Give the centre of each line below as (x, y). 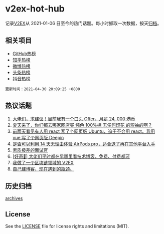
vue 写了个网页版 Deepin (38, 137)
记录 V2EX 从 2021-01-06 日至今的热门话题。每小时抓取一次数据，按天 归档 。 (84, 23)
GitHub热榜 (24, 54)
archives (14, 198)
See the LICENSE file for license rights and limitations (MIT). (67, 226)
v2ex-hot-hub (35, 9)
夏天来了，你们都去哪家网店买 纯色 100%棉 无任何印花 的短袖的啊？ (82, 125)
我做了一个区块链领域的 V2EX (43, 162)
